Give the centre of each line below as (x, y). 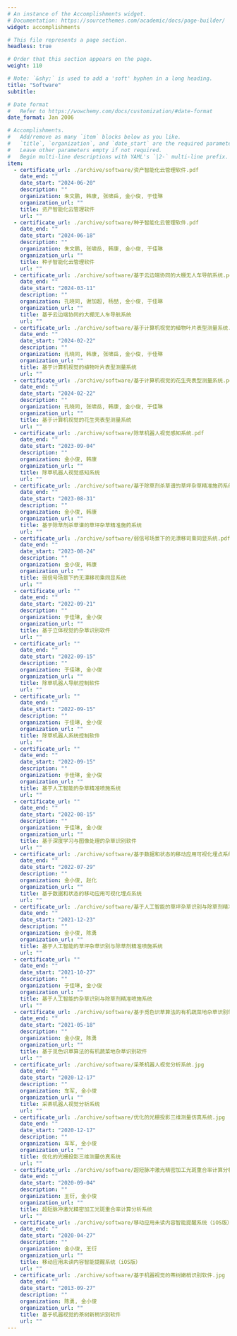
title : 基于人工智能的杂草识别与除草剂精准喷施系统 (86, 998)
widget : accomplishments (44, 27)
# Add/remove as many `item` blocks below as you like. (94, 137)
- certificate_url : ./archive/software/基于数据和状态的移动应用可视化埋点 (119, 854)
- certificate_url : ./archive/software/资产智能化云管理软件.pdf (106, 170)
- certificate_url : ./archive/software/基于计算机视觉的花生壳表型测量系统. (120, 380)
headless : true (30, 47)
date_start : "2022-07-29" (58, 868)
